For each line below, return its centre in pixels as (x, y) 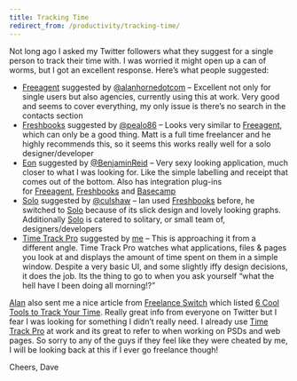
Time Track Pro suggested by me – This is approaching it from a (139, 238)
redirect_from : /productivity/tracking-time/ (94, 26)
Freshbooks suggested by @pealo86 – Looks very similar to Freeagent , (152, 124)
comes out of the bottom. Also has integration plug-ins (122, 181)
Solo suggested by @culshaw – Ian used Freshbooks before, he (138, 200)
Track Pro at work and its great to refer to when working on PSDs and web (145, 330)
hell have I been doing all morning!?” (89, 285)
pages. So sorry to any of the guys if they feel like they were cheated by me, (148, 340)
